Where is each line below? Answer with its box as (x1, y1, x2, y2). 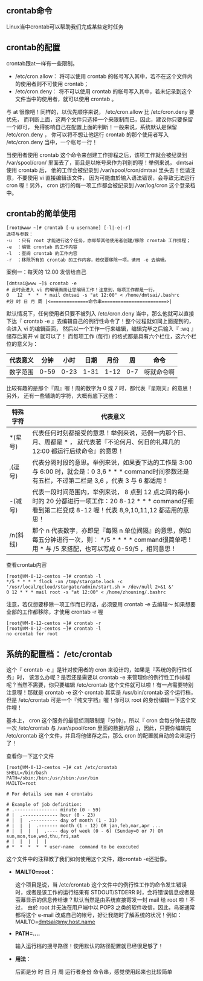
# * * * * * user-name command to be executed (6, 844, 139, 850)
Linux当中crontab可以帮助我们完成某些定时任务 (6, 23, 124, 30)
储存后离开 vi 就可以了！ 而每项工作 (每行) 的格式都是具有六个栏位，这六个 (6, 332, 192, 340)
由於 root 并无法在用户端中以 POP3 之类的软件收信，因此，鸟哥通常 (27, 904, 195, 911)
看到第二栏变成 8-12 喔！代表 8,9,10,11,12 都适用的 (32, 506, 183, 515)
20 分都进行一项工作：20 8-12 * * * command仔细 (46, 497, 194, 506)
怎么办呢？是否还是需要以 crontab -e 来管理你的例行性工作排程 (34, 674, 191, 681)
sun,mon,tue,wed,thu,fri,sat (6, 833, 80, 840)
